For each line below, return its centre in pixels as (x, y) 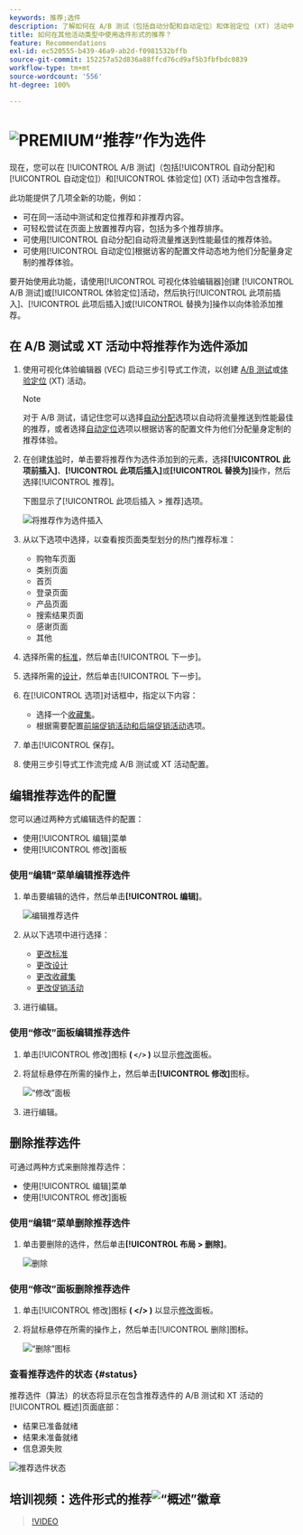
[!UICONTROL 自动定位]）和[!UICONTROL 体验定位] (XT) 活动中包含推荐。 (147, 178)
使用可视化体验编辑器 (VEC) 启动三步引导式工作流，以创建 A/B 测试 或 (151, 370)
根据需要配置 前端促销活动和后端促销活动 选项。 (123, 726)
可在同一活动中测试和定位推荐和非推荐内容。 (106, 217)
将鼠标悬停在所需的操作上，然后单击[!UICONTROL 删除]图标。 (138, 1330)
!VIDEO (45, 1521)
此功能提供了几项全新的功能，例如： (77, 197)
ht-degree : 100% (40, 85)
